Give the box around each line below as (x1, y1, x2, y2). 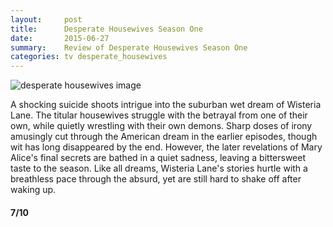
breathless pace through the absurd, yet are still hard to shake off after (10, 173, 302, 185)
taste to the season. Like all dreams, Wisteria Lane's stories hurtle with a (10, 162, 308, 175)
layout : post (10, 14, 83, 25)
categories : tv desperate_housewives (10, 52, 168, 62)
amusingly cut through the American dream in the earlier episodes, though (10, 131, 318, 143)
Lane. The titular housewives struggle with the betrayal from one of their (10, 109, 308, 121)
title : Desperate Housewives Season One (10, 24, 203, 34)
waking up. (10, 184, 57, 196)
